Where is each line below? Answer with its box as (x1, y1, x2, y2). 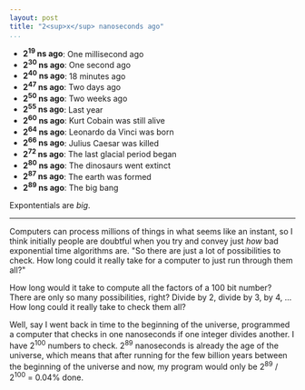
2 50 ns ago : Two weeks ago (22, 92, 128, 104)
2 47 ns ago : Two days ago (22, 80, 121, 93)
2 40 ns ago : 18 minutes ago (22, 69, 126, 82)
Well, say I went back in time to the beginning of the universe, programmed (9, 319, 290, 330)
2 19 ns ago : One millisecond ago (22, 46, 144, 59)
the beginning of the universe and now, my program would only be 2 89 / (9, 359, 279, 372)
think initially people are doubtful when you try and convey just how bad (9, 235, 279, 246)
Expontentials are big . (9, 200, 91, 211)
